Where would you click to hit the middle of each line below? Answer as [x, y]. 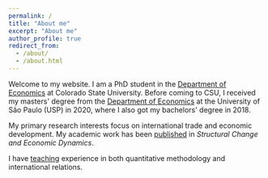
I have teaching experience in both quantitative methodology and [117, 158]
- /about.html [39, 61]
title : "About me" [39, 23]
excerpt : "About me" [43, 31]
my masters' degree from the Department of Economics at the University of [134, 101]
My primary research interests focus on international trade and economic [130, 125]
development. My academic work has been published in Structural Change [133, 133]
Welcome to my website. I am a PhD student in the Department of [117, 84]
